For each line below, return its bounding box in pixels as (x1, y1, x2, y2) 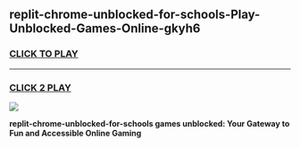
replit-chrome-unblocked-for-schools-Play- (9, 7, 261, 22)
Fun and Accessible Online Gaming (9, 127, 142, 138)
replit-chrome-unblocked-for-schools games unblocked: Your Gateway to (9, 118, 290, 128)
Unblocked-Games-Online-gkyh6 (9, 21, 201, 37)
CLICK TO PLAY (9, 48, 79, 61)
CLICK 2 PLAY (9, 81, 71, 94)
